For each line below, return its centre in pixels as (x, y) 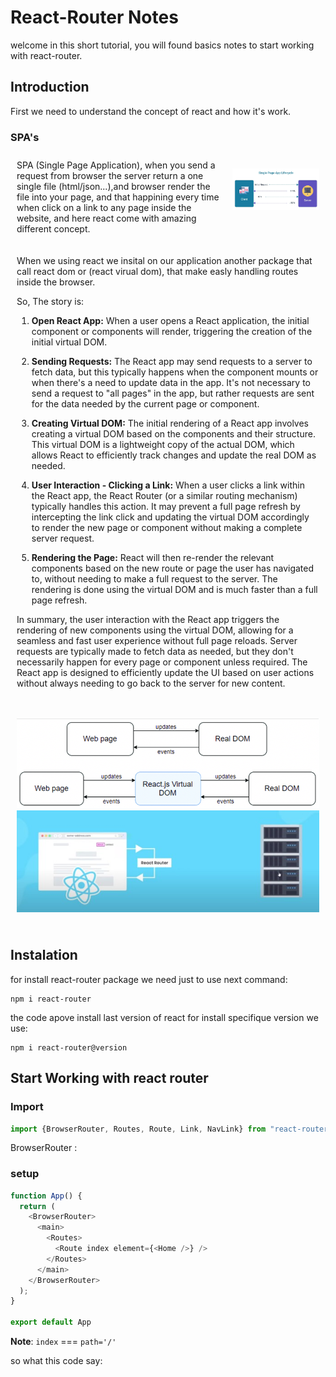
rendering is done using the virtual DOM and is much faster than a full (174, 590)
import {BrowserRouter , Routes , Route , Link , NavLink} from (138, 1129)
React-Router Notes (94, 17)
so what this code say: (56, 1361)
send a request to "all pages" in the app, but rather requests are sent (173, 393)
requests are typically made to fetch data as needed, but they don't (155, 652)
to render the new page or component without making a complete (167, 528)
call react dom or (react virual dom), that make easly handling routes (157, 272)
